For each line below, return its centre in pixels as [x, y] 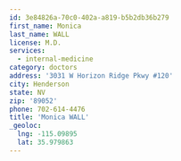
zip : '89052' [33, 101]
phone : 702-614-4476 [48, 109]
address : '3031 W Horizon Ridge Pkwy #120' [91, 76]
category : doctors [43, 68]
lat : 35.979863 [45, 142]
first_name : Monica [45, 26]
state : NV [28, 92]
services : [28, 51]
